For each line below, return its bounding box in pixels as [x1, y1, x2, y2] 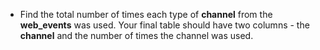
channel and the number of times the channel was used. [19, 30, 254, 41]
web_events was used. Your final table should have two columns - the [19, 19, 310, 31]
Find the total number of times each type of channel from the [19, 9, 273, 20]
